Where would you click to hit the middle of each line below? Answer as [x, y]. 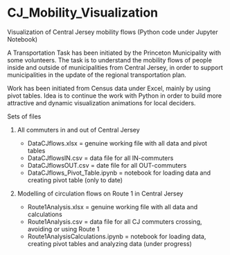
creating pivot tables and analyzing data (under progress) [110, 243]
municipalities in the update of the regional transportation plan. [97, 75]
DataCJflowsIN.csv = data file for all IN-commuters [100, 158]
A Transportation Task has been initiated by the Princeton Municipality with [114, 53]
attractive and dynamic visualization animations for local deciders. [101, 103]
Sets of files [24, 116]
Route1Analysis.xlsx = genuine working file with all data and [113, 206]
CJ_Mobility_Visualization [83, 13]
